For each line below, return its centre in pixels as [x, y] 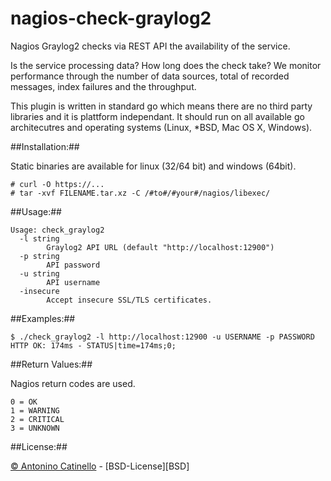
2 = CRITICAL [37, 419]
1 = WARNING [35, 410]
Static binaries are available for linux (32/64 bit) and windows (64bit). [153, 166]
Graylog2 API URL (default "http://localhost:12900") [160, 247]
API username [73, 282]
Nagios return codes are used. [73, 383]
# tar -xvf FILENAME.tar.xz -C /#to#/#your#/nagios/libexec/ [140, 193]
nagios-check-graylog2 [111, 18]
